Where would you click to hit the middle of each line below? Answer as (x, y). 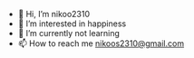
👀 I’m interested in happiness (72, 24)
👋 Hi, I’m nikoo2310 (54, 14)
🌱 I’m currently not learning (69, 33)
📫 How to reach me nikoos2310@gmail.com (101, 43)
